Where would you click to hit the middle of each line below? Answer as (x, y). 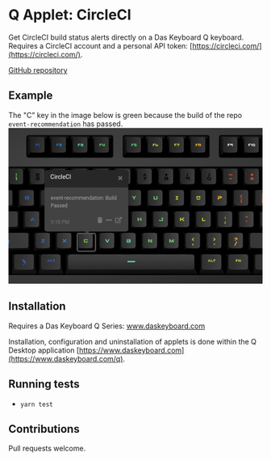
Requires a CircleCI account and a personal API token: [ (100, 45)
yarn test (37, 404)
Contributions (44, 429)
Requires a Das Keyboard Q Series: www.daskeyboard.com (107, 326)
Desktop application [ (44, 350)
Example (31, 96)
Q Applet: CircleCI (70, 15)
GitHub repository (38, 70)
